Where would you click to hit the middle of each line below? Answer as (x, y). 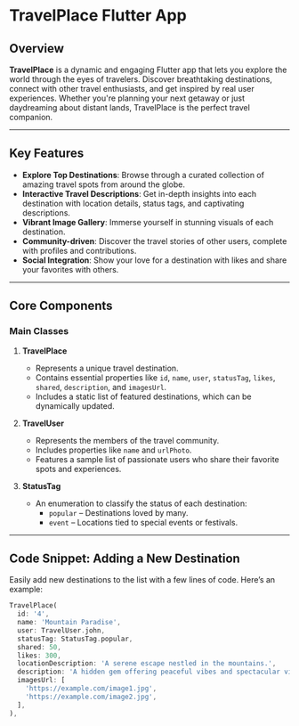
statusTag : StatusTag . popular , (75, 639)
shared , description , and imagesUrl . (101, 387)
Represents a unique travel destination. (107, 368)
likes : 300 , (40, 656)
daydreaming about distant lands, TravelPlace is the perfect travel (130, 107)
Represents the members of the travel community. (127, 440)
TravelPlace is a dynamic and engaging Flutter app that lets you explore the (148, 69)
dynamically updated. (75, 405)
